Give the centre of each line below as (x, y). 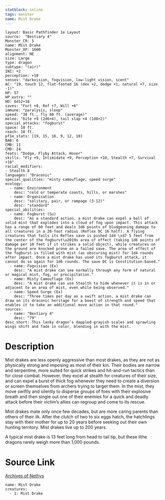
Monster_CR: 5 (20, 41)
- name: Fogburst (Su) (33, 214)
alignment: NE (20, 54)
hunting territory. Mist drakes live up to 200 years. (56, 427)
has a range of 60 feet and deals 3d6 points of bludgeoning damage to (80, 227)
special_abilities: (25, 210)
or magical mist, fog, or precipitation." (49, 275)
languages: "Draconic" (28, 175)
